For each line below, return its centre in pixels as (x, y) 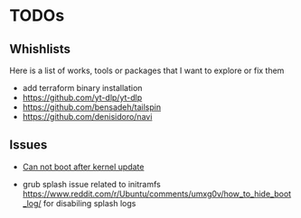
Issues (28, 145)
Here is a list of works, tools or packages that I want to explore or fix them (147, 70)
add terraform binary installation (82, 88)
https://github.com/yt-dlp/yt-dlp (82, 97)
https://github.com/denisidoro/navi (87, 117)
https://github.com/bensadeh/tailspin (91, 107)
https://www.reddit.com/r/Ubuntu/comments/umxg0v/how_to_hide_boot (157, 194)
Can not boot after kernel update (83, 167)
